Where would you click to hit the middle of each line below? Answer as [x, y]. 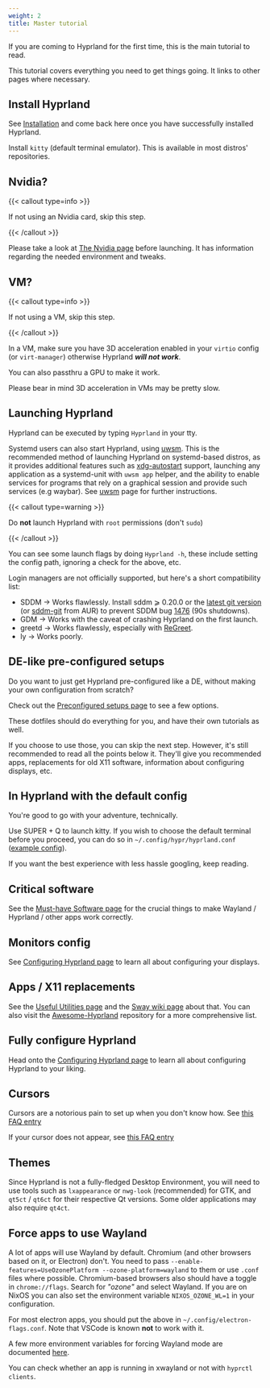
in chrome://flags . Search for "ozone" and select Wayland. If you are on [128, 1287]
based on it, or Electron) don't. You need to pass [89, 1261]
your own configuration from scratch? [71, 689]
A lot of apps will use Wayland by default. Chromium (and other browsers [130, 1253]
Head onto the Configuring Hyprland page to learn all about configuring [127, 1060]
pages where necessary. [49, 79]
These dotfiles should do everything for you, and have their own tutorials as [134, 721]
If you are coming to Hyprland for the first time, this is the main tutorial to [129, 46]
